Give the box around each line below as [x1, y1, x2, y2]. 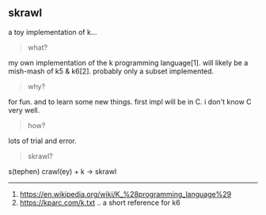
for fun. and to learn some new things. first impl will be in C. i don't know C [8, 96, 252, 106]
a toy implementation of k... [8, 27, 97, 36]
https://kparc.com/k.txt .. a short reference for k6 [19, 198, 180, 207]
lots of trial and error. [8, 136, 77, 145]
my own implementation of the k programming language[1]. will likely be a [8, 58, 249, 67]
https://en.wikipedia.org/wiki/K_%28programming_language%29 [19, 189, 232, 198]
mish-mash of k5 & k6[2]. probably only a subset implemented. [8, 66, 215, 76]
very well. [8, 105, 40, 115]
